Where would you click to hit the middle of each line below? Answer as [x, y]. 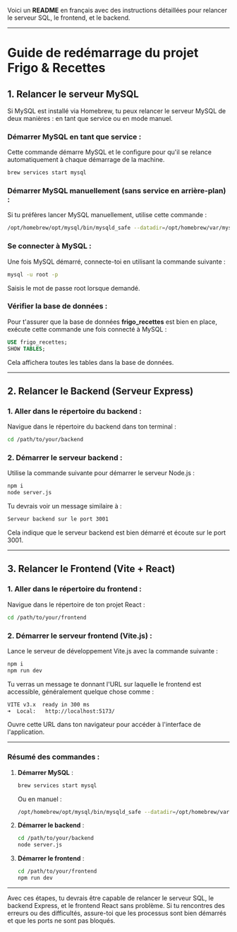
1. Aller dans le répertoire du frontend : [75, 589]
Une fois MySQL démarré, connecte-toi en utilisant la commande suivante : [116, 262]
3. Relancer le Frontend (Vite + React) [91, 569]
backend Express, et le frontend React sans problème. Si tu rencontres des [116, 905]
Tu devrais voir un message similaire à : [65, 506]
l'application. [26, 732]
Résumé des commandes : [54, 757]
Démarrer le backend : [51, 825]
